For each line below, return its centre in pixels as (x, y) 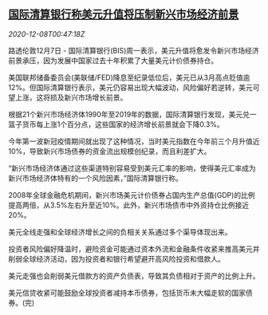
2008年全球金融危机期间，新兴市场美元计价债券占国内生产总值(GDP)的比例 (132, 195)
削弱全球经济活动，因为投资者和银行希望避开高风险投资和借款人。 (116, 258)
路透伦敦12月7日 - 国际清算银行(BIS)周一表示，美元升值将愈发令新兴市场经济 (134, 50)
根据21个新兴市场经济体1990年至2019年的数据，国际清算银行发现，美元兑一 (132, 114)
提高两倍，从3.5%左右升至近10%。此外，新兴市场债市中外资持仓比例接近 (129, 205)
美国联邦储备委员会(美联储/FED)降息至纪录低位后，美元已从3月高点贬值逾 (129, 77)
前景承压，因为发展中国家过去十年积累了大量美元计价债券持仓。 (113, 60)
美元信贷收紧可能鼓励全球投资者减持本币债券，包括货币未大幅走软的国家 (127, 293)
